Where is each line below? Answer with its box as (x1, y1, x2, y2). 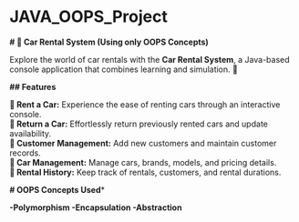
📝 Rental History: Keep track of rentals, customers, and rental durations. (9, 166, 282, 177)
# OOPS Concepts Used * (9, 184, 106, 195)
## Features (9, 81, 57, 92)
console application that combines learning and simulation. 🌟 (9, 64, 239, 75)
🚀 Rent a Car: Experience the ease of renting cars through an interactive (9, 98, 281, 110)
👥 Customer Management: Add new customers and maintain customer (9, 137, 277, 148)
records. (9, 147, 41, 158)
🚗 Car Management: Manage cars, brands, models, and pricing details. (9, 156, 277, 167)
